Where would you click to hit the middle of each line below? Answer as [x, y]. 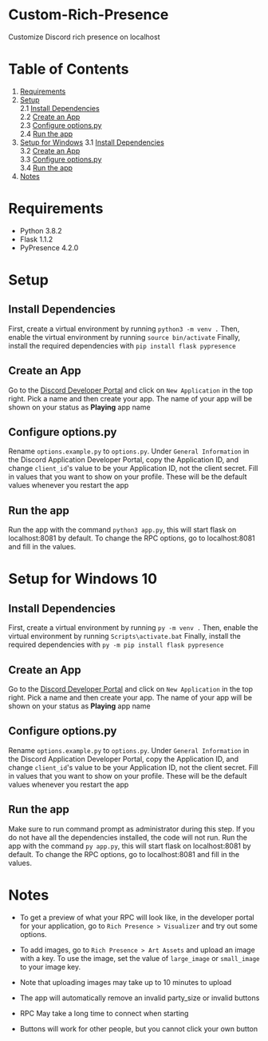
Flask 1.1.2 [36, 239]
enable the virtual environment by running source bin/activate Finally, [124, 337]
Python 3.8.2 [41, 230]
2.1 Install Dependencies [59, 108]
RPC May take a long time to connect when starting [104, 1013]
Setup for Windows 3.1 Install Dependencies [92, 142]
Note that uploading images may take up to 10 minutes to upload [126, 982]
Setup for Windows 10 [83, 579]
